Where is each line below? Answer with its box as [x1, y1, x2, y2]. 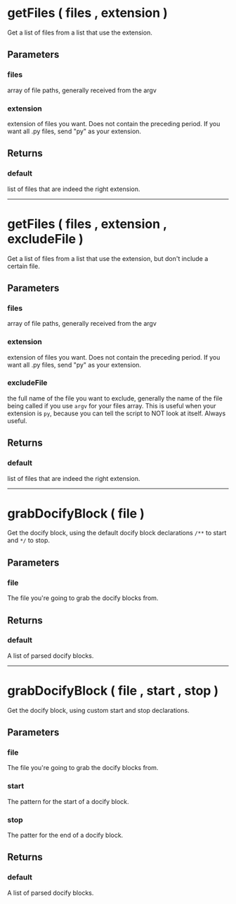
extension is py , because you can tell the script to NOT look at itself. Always [7, 409, 226, 417]
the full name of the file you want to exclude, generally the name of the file [7, 393, 223, 403]
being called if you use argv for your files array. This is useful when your [7, 401, 216, 410]
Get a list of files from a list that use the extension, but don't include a [7, 254, 209, 262]
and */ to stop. [7, 536, 51, 544]
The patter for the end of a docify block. [7, 831, 124, 840]
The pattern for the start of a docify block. [7, 797, 129, 805]
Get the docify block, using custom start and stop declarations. [7, 706, 190, 714]
